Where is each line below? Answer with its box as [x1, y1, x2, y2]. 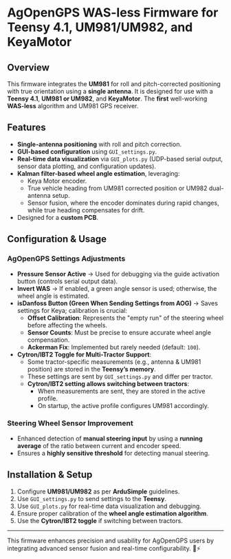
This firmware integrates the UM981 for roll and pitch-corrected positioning [7, 80, 221, 88]
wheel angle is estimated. [16, 292, 89, 300]
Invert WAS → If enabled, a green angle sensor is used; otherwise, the [16, 284, 217, 292]
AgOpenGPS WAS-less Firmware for [7, 5, 219, 21]
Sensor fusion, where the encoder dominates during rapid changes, [27, 199, 219, 207]
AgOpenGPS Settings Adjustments [7, 254, 126, 263]
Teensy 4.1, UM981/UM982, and [7, 19, 193, 35]
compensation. [27, 336, 70, 344]
